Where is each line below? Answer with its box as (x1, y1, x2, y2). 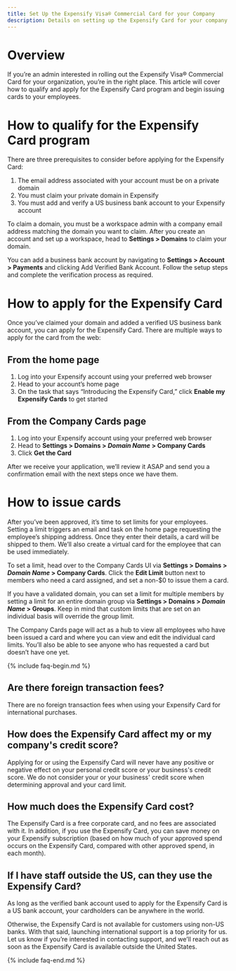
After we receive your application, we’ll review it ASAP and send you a (7, 462, 210, 470)
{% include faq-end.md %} (7, 956, 86, 965)
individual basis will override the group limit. (7, 612, 135, 620)
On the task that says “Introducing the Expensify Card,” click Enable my (17, 388, 225, 396)
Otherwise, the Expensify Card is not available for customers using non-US (7, 920, 225, 929)
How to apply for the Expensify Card (7, 296, 223, 311)
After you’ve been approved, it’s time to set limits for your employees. (7, 517, 209, 526)
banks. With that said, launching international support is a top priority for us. (7, 927, 228, 936)
